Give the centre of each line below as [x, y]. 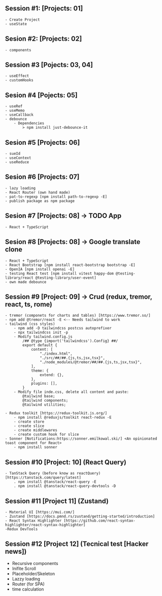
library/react [19, 278]
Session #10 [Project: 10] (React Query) [66, 462]
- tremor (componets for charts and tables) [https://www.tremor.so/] [78, 316]
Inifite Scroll [24, 568]
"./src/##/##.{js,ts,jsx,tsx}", [72, 358]
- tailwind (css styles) [30, 324]
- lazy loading [20, 188]
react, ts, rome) [29, 304]
